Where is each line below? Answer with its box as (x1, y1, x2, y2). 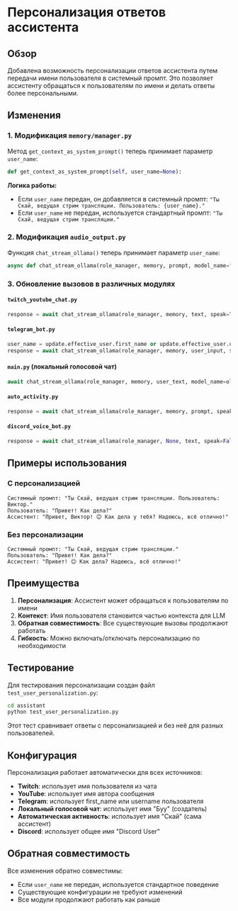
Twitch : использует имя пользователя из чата (17, 782, 157, 790)
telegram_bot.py (7, 326, 55, 333)
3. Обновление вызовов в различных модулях (7, 279, 176, 289)
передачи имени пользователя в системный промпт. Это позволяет (7, 74, 214, 82)
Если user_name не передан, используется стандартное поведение (17, 880, 220, 888)
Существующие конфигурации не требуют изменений (17, 888, 183, 896)
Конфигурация (7, 749, 77, 761)
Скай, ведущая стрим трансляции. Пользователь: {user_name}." (17, 202, 205, 209)
